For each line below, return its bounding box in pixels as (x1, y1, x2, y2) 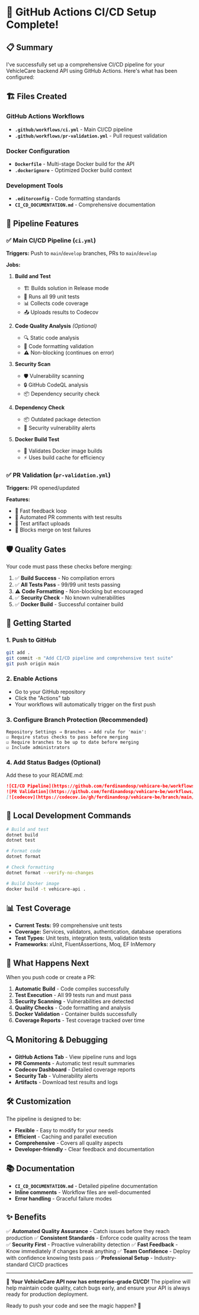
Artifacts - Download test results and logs (14, 1079, 118, 1086)
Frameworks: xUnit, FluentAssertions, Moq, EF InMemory (14, 941, 156, 948)
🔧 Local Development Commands (6, 811, 131, 821)
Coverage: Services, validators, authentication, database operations (14, 928, 182, 935)
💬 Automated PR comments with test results (14, 514, 123, 521)
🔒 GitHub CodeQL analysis (23, 381, 89, 388)
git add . (6, 649, 31, 655)
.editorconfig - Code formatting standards (14, 195, 121, 202)
